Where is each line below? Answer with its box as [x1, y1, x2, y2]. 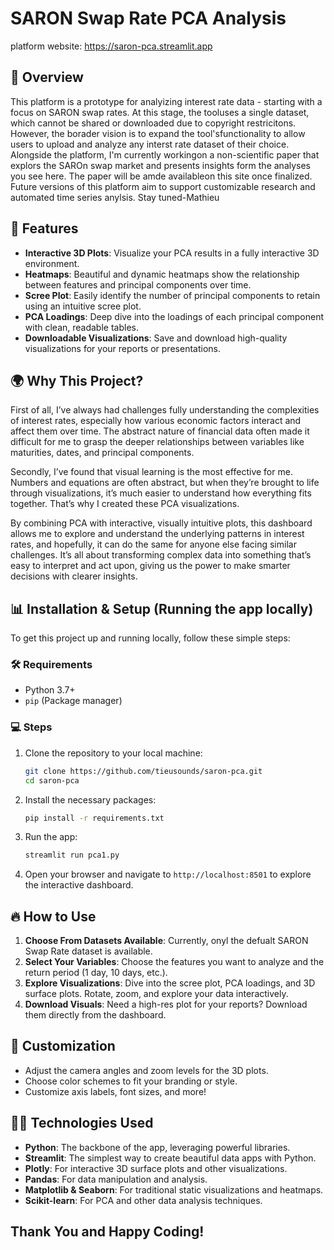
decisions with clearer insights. [10, 570, 138, 582]
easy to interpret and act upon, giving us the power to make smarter [10, 560, 291, 572]
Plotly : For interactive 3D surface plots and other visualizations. [24, 1162, 288, 1174]
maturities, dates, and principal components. [10, 447, 195, 459]
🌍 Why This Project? [10, 372, 144, 389]
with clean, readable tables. [24, 321, 139, 333]
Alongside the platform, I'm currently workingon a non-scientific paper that [10, 148, 320, 161]
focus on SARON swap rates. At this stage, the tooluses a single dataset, [10, 106, 310, 118]
